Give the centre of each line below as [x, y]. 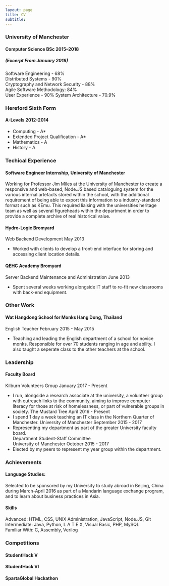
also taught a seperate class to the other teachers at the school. [79, 349]
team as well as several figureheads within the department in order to [77, 211]
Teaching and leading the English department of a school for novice [83, 338]
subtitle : [16, 19]
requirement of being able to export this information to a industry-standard [83, 200]
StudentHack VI [22, 567]
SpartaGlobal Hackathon [32, 578]
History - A [24, 147]
